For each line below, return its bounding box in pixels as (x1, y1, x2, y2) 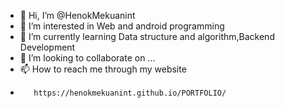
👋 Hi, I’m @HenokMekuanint (19, 10, 136, 21)
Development (19, 41, 76, 53)
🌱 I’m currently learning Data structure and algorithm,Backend (19, 31, 275, 42)
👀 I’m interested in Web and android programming (19, 20, 225, 32)
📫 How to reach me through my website (19, 63, 187, 75)
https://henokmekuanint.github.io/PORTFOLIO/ (33, 88, 227, 98)
